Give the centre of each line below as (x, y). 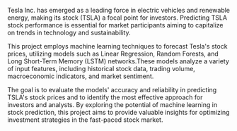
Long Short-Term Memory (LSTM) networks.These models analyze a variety (118, 61)
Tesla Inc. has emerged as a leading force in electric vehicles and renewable (119, 10)
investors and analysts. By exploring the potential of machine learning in (112, 105)
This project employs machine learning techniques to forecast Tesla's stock (117, 46)
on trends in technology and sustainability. (69, 32)
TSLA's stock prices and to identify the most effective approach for (105, 97)
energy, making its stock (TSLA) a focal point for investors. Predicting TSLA (117, 18)
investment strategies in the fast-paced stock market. (85, 120)
